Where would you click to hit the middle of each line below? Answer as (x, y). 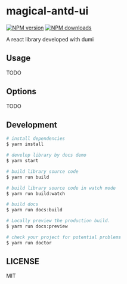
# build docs (22, 204)
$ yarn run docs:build (34, 210)
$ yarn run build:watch (36, 193)
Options (21, 92)
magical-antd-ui (47, 11)
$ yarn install (25, 144)
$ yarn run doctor (29, 243)
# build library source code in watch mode (61, 188)
